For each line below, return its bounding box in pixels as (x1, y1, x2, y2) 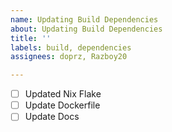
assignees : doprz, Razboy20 (10, 52, 128, 62)
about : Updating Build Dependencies (10, 24, 163, 34)
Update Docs (24, 111, 80, 123)
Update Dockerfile (24, 99, 101, 111)
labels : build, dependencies (10, 42, 132, 53)
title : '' (10, 33, 52, 43)
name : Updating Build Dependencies (10, 14, 159, 25)
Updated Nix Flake (24, 88, 102, 100)
